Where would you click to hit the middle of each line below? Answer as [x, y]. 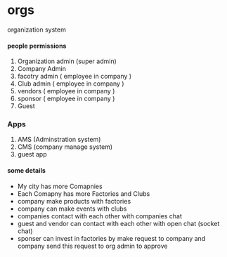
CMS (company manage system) [65, 147]
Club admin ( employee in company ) [71, 84]
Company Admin [42, 69]
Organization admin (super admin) [67, 61]
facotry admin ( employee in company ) [74, 77]
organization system [37, 29]
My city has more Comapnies [60, 186]
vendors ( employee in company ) [66, 91]
